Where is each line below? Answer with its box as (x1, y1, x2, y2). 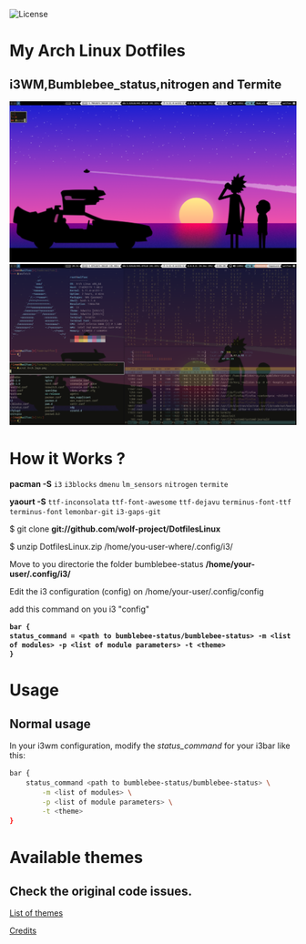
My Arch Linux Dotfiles (9, 41, 186, 61)
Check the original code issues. (9, 883, 193, 898)
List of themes (9, 908, 64, 919)
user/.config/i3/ (9, 568, 71, 579)
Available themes (9, 848, 144, 868)
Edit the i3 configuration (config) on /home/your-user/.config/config (9, 585, 264, 596)
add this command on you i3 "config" (9, 604, 150, 614)
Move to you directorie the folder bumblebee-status (9, 558, 204, 569)
